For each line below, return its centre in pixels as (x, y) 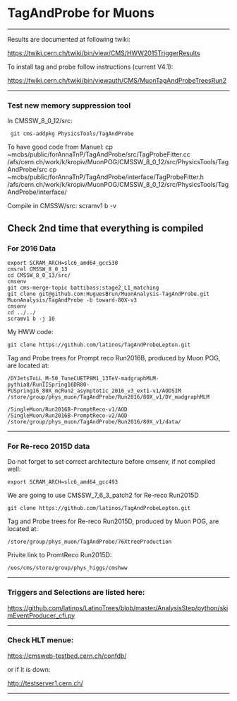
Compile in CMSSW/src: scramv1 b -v (62, 206)
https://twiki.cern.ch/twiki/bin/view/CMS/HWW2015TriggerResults (104, 53)
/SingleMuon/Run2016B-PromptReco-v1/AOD (68, 409)
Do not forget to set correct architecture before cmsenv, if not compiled (111, 462)
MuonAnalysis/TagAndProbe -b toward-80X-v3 (72, 300)
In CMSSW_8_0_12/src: (40, 121)
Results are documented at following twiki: (69, 39)
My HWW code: (30, 331)
